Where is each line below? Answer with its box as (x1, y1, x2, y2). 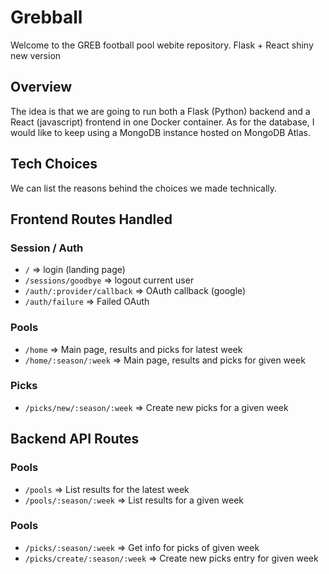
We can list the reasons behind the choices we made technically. (10, 182, 278, 194)
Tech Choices (10, 156, 98, 173)
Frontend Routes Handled (10, 211, 173, 228)
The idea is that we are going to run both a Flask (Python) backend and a (10, 105, 311, 117)
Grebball (10, 6, 83, 29)
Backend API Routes (10, 431, 140, 448)
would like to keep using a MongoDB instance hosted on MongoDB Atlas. (10, 126, 311, 138)
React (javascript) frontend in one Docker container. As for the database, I (10, 116, 315, 128)
